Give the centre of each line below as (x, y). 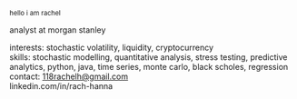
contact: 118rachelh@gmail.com (69, 76)
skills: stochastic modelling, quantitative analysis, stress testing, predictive (148, 57)
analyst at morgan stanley (58, 30)
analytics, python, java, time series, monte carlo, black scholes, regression (149, 67)
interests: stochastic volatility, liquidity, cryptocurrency (112, 47)
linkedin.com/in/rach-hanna (61, 86)
